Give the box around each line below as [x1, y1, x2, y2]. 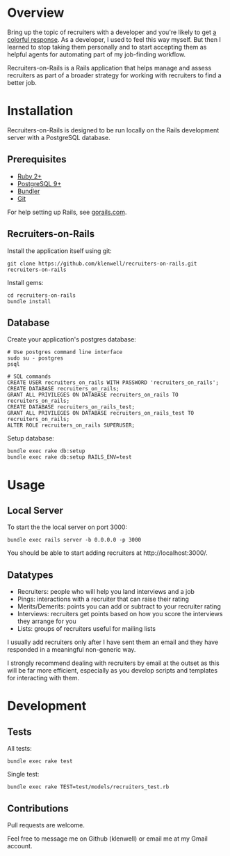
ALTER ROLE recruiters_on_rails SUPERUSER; [7, 422, 135, 429]
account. [7, 841, 33, 850]
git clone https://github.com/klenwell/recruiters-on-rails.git [7, 260, 197, 267]
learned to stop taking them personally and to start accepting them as [7, 43, 207, 51]
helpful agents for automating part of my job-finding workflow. [7, 50, 186, 59]
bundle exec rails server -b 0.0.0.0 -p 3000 [7, 537, 141, 544]
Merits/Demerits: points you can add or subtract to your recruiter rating [17, 602, 221, 611]
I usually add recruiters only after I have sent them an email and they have [7, 638, 219, 646]
